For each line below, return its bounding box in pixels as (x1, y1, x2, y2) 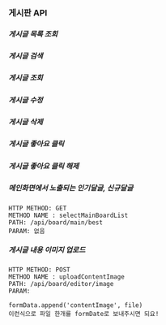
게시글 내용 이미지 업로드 (8, 245, 86, 255)
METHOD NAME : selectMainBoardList (8, 211, 129, 219)
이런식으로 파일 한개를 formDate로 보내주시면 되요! (8, 310, 160, 318)
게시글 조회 (8, 73, 43, 83)
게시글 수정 (8, 95, 43, 105)
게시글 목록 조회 (8, 28, 58, 38)
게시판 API (8, 6, 48, 18)
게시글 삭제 (8, 117, 43, 127)
